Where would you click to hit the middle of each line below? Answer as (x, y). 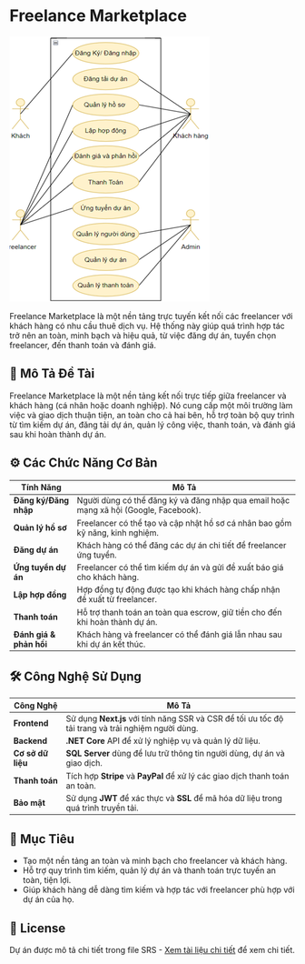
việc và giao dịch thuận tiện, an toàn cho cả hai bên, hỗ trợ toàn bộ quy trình (152, 415)
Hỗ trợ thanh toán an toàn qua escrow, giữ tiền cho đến (179, 612)
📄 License (38, 928)
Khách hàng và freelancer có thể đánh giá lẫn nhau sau (180, 634)
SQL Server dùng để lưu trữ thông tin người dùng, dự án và (176, 753)
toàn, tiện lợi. (47, 880)
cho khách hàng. (108, 577)
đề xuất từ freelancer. (117, 599)
